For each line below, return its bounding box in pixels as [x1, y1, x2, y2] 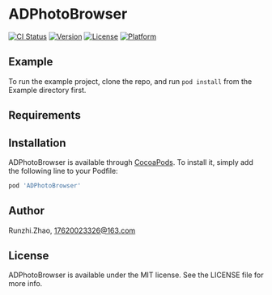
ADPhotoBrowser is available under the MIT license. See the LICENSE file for [8, 270, 264, 280]
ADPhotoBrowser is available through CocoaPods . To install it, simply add [8, 157, 253, 166]
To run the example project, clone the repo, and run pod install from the [8, 76, 253, 86]
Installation [8, 136, 66, 150]
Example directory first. [8, 85, 87, 95]
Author [8, 204, 45, 218]
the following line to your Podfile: [8, 166, 119, 175]
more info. [8, 279, 43, 289]
